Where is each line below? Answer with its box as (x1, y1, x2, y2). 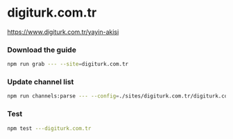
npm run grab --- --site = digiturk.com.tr (7, 61, 129, 68)
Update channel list (7, 77, 74, 87)
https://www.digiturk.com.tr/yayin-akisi (7, 28, 119, 36)
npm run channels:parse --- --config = (7, 93, 119, 100)
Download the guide (7, 45, 76, 55)
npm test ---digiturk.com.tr (7, 124, 92, 132)
